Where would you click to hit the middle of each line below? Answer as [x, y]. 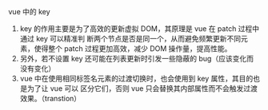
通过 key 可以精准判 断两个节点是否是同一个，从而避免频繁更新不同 [130, 39]
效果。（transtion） [50, 98]
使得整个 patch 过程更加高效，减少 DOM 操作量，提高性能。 [133, 49]
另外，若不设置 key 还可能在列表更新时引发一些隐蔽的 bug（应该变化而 [137, 59]
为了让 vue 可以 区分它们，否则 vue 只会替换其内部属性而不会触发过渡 [142, 88]
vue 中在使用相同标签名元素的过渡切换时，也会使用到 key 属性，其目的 [136, 79]
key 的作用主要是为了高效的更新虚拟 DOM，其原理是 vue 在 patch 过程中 [140, 29]
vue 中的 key [29, 12]
